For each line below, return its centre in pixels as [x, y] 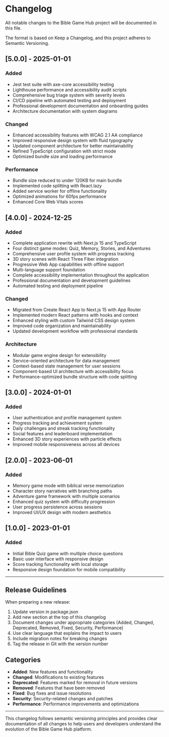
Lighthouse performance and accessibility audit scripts [69, 90]
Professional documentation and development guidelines [71, 280]
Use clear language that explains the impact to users [67, 633]
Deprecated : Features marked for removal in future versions [75, 683]
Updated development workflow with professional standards [75, 331]
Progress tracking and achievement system [57, 423]
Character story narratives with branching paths [62, 491]
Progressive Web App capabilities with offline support [68, 264]
